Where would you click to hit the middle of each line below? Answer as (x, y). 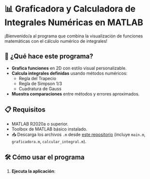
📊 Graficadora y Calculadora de (70, 9)
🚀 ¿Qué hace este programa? (49, 57)
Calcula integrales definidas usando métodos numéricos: (69, 73)
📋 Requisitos (25, 110)
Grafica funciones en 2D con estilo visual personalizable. (69, 68)
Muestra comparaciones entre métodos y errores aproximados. (75, 94)
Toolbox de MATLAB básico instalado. (49, 129)
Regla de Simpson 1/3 (40, 83)
